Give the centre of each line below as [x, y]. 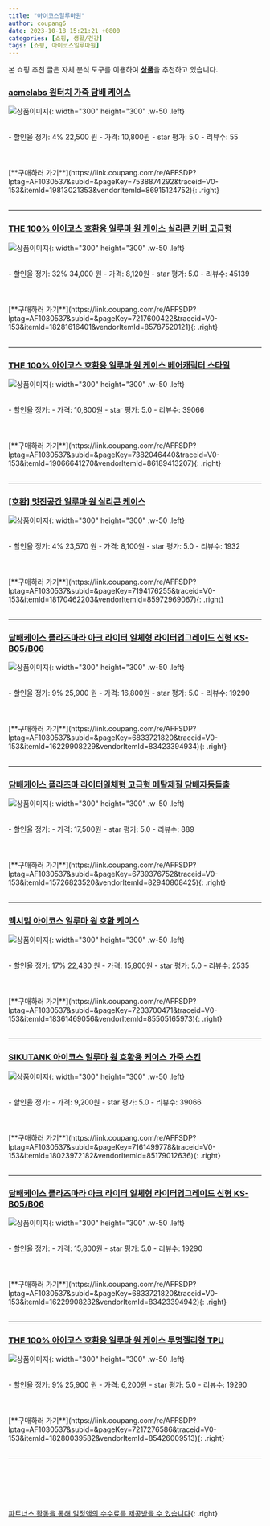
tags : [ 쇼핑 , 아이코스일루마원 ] [54, 46]
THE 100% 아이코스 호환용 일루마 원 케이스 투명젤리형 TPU [117, 1340]
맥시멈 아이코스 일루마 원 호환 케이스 [74, 920]
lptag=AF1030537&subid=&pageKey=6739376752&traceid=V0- [113, 874]
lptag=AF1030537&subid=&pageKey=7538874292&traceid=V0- [113, 182]
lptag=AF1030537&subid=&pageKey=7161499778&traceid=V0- [112, 1146]
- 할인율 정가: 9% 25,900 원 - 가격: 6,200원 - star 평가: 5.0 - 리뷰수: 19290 [128, 1385]
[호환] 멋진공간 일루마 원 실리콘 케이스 [77, 501]
